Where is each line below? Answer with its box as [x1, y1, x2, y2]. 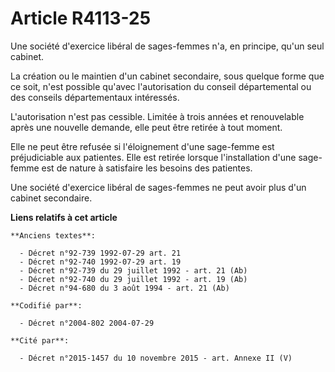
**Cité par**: [10, 335, 70, 346]
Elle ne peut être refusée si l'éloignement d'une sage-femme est [10, 140, 275, 152]
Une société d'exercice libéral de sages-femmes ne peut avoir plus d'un [10, 181, 307, 193]
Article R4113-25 [10, 7, 152, 30]
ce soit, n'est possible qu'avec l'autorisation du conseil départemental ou [10, 80, 312, 92]
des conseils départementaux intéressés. [10, 91, 180, 103]
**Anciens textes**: [10, 230, 97, 241]
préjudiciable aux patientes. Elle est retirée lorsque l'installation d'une [10, 151, 297, 163]
